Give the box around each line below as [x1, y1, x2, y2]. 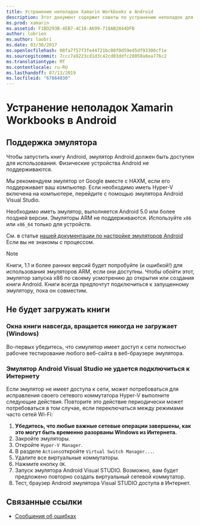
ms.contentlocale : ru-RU [6, 64, 68, 70]
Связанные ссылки [6, 496, 82, 507]
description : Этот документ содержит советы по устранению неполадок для [6, 14, 194, 20]
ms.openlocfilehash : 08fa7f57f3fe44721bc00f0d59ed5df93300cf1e [6, 48, 167, 54]
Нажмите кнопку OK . [14, 461, 67, 468]
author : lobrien [6, 31, 47, 37]
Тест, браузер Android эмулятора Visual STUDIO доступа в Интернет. [14, 480, 191, 487]
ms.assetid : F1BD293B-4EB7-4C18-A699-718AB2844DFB [6, 25, 135, 32]
